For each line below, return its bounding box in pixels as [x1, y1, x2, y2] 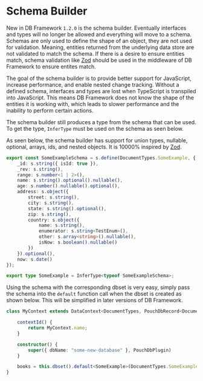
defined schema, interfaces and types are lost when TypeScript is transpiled [6, 87, 196, 94]
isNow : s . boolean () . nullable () [38, 239, 118, 246]
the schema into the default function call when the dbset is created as [6, 290, 182, 297]
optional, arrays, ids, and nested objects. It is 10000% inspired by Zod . [6, 143, 182, 150]
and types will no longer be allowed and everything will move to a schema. [6, 30, 192, 38]
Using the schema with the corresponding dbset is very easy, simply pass [6, 283, 190, 291]
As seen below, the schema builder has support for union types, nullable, [6, 136, 188, 144]
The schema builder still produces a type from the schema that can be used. [6, 118, 196, 125]
